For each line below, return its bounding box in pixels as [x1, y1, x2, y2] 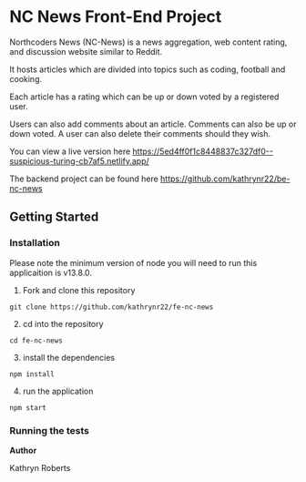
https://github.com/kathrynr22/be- [160, 173, 291, 184]
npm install [9, 369, 55, 379]
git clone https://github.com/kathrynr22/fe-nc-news [9, 303, 214, 312]
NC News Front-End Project [9, 6, 222, 27]
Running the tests [9, 424, 89, 436]
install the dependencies [22, 352, 116, 363]
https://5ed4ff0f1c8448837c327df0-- [132, 146, 273, 157]
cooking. [9, 73, 43, 84]
